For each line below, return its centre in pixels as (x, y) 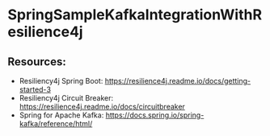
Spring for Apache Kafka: (61, 115)
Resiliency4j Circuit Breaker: (66, 98)
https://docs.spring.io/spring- (155, 115)
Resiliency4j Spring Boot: (61, 81)
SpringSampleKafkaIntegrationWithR (135, 15)
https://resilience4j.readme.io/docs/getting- (178, 81)
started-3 (35, 89)
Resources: (37, 62)
